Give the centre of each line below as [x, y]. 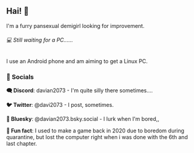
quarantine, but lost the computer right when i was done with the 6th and [97, 137]
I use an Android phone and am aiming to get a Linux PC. [77, 61]
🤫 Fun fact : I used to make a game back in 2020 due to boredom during [95, 131]
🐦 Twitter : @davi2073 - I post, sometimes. [60, 105]
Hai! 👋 [18, 11]
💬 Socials [20, 76]
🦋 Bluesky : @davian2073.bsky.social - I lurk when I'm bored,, [83, 119]
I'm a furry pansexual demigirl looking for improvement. [76, 25]
